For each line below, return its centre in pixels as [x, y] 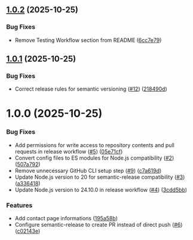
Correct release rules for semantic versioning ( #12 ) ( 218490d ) [91, 89]
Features [19, 205]
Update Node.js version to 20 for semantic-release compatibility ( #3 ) [100, 177]
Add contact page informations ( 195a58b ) [66, 218]
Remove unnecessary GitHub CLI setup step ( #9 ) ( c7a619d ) [88, 170]
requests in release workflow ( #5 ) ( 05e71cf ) [69, 151]
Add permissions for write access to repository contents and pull [94, 145]
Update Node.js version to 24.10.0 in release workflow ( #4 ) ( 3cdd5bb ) [101, 190]
